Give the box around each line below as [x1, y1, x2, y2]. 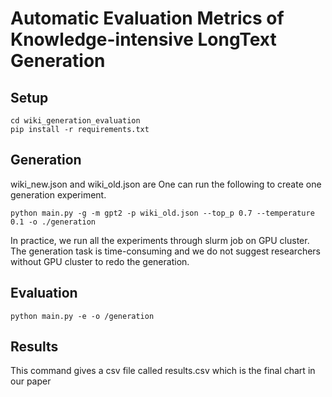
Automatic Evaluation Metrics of [10, 7, 285, 30]
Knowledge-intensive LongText [10, 28, 277, 51]
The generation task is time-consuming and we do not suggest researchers [10, 245, 321, 257]
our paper [10, 375, 52, 387]
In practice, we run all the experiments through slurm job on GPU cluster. [10, 234, 310, 246]
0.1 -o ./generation [10, 217, 97, 227]
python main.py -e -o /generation [10, 311, 155, 321]
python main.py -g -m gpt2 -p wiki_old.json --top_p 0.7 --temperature [10, 208, 315, 218]
